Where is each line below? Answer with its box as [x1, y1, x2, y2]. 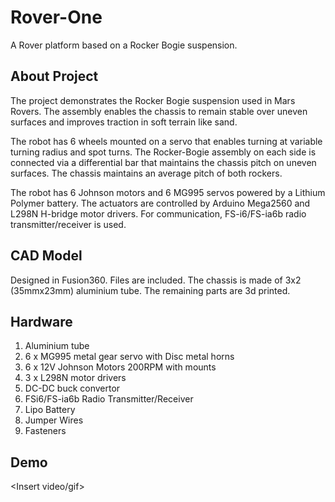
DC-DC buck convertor [24, 382, 121, 395]
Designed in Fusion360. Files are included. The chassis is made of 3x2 [10, 274, 302, 286]
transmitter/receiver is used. [10, 218, 127, 230]
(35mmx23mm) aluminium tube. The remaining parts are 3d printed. [10, 284, 291, 296]
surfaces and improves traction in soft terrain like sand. [10, 116, 238, 128]
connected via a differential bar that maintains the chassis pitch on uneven [10, 156, 317, 168]
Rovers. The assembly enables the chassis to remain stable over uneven [10, 105, 308, 117]
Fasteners [24, 425, 67, 437]
